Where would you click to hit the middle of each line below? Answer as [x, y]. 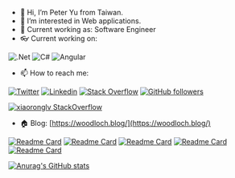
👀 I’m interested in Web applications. [80, 21]
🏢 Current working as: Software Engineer [88, 29]
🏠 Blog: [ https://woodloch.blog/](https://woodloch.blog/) [115, 123]
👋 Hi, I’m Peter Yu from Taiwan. [71, 12]
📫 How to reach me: [54, 73]
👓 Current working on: [59, 38]
